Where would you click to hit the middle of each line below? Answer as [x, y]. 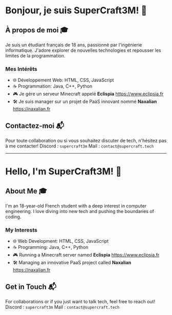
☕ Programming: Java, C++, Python [50, 247]
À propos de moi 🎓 [37, 30]
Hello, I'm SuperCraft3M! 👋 [63, 172]
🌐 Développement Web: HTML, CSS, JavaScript [63, 80]
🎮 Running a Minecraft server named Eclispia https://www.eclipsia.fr [86, 255]
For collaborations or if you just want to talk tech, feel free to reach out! [80, 302]
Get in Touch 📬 [31, 287]
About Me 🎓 [26, 191]
